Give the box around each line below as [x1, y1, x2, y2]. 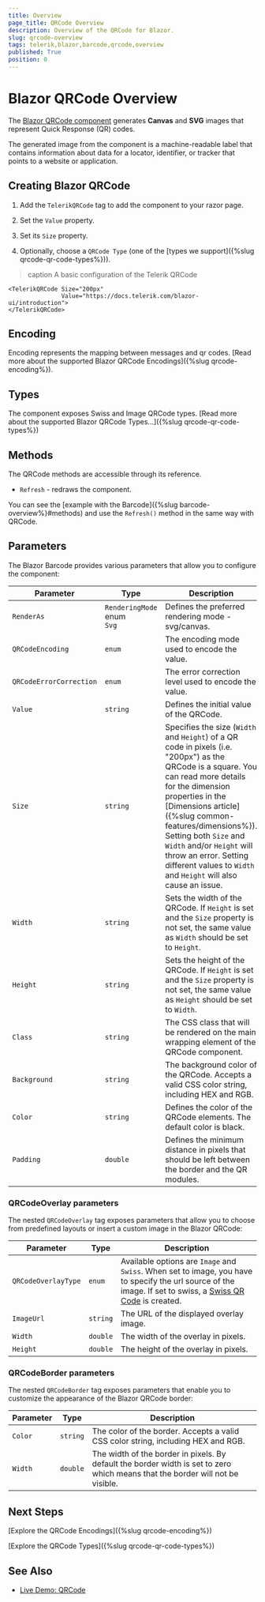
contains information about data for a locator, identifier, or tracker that [8, 148, 235, 157]
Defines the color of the [165, 1101, 253, 1112]
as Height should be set [165, 994, 252, 1005]
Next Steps [8, 1505, 64, 1518]
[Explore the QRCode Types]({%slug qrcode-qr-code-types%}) [8, 1541, 215, 1551]
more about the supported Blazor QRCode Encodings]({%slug [8, 356, 210, 366]
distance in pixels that [165, 1144, 246, 1155]
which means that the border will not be [91, 1468, 239, 1480]
